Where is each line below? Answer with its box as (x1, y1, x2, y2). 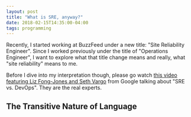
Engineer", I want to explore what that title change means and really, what (6, 54, 186, 61)
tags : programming (6, 25, 51, 31)
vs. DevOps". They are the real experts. (6, 84, 102, 92)
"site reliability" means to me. (6, 60, 78, 67)
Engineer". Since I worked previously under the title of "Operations (6, 48, 169, 55)
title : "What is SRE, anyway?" (6, 14, 83, 20)
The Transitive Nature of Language (6, 101, 137, 111)
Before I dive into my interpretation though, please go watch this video (6, 71, 177, 79)
